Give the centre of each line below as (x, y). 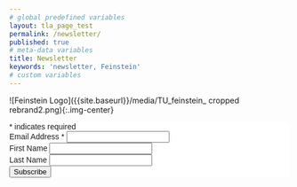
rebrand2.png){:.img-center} (61, 109)
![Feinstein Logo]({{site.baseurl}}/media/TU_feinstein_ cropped (124, 100)
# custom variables (45, 75)
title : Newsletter (43, 58)
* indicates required (43, 126)
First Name (28, 148)
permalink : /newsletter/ (55, 34)
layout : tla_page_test (51, 26)
